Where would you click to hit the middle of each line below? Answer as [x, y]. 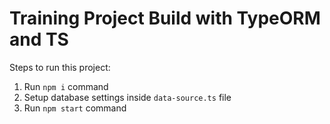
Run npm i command [66, 86]
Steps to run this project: [60, 67]
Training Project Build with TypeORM [165, 18]
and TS [39, 39]
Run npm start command [75, 108]
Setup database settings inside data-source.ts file [127, 97]
